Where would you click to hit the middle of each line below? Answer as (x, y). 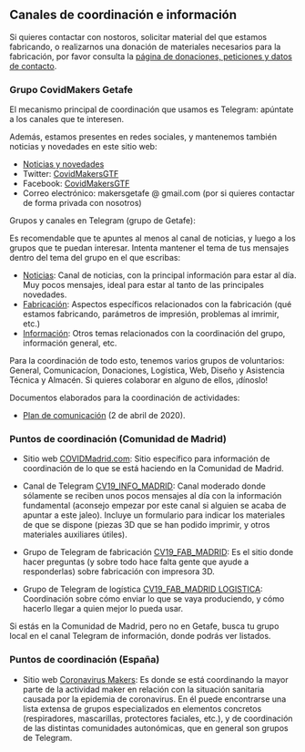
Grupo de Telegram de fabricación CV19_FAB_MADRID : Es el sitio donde (158, 552)
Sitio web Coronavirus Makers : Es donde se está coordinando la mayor (155, 679)
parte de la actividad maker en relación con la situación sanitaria (143, 689)
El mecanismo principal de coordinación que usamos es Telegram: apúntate (152, 109)
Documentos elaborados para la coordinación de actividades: (125, 398)
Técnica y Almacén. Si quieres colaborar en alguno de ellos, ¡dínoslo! (139, 380)
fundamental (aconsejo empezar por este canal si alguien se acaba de (154, 506)
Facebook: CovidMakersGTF (76, 184)
